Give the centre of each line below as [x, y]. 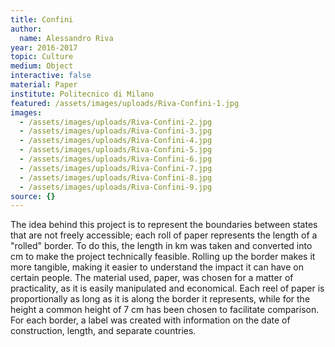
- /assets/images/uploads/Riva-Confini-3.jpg [116, 131]
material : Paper [44, 85]
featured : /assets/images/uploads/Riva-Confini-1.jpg [125, 103]
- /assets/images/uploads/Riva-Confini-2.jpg [116, 122]
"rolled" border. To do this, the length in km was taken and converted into [161, 246]
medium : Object [42, 66]
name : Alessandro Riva [66, 38]
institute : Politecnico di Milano [82, 94]
